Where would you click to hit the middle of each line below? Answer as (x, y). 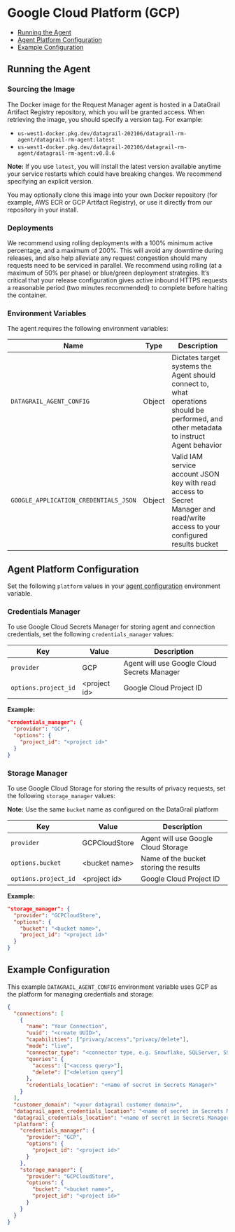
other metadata (197, 427)
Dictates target (196, 357)
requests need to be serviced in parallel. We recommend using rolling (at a (115, 265)
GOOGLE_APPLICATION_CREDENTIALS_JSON (73, 500)
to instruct (188, 437)
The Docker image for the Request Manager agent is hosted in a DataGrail (114, 104)
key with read (194, 483)
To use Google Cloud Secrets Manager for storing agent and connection (111, 627)
